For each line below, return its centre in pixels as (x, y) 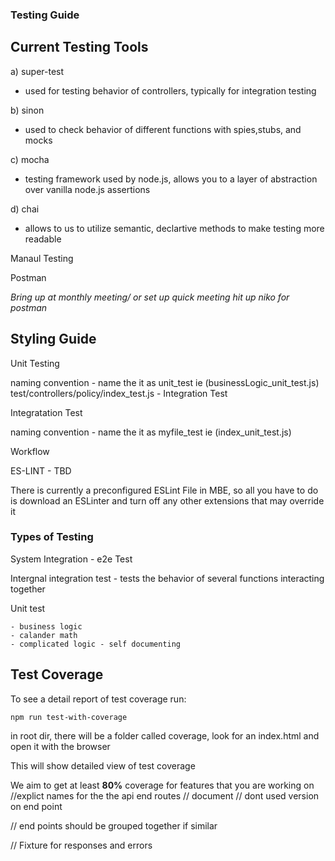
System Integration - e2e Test (71, 559)
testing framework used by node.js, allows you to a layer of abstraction (171, 179)
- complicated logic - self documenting (96, 644)
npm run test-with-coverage (69, 717)
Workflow (30, 451)
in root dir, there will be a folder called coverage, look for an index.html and (165, 735)
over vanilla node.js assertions (87, 189)
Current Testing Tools (79, 47)
